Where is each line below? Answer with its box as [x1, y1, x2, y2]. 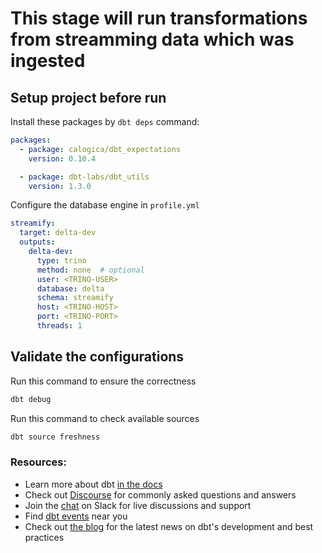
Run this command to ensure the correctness [10, 375, 197, 387]
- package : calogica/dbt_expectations [19, 144, 182, 154]
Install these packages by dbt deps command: [10, 116, 200, 127]
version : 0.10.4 [28, 153, 97, 164]
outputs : [19, 237, 56, 247]
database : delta [36, 283, 105, 294]
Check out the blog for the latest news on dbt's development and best [24, 520, 314, 532]
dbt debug [10, 394, 52, 404]
